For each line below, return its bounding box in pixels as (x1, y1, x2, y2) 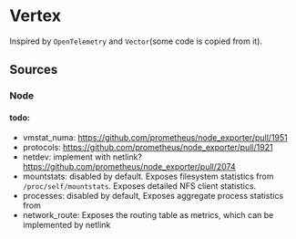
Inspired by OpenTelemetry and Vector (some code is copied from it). (9, 36, 262, 47)
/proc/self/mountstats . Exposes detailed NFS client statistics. (22, 181, 257, 192)
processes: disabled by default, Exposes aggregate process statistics (22, 191, 284, 202)
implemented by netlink (22, 220, 111, 231)
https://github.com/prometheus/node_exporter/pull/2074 (22, 161, 237, 172)
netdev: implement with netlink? (22, 151, 143, 162)
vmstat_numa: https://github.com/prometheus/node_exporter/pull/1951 (22, 132, 289, 143)
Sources (9, 62, 58, 78)
